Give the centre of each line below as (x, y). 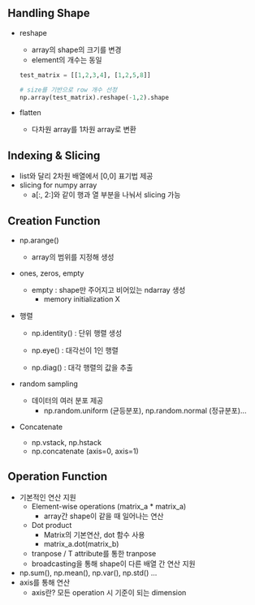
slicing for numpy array (58, 185)
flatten (30, 113)
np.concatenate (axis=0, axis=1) (85, 451)
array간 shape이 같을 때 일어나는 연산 (104, 516)
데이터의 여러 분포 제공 (67, 401)
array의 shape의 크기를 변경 (76, 49)
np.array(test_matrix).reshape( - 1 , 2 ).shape (94, 97)
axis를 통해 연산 (45, 582)
